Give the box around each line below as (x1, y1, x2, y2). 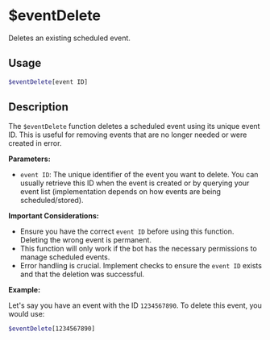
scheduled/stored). (19, 196, 84, 205)
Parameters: (8, 154, 51, 164)
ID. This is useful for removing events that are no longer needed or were (8, 130, 247, 139)
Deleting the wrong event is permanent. (19, 235, 152, 245)
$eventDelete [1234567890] (8, 325, 95, 333)
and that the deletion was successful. (19, 269, 145, 280)
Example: (8, 285, 41, 295)
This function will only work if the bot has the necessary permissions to (19, 244, 258, 254)
